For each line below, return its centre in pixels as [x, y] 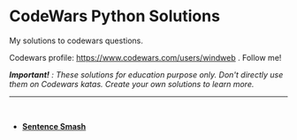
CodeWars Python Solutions [115, 16]
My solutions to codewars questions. [76, 41]
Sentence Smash [54, 126]
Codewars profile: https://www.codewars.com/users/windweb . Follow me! [145, 57]
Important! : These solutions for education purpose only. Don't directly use [146, 74]
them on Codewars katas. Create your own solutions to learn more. [132, 84]
